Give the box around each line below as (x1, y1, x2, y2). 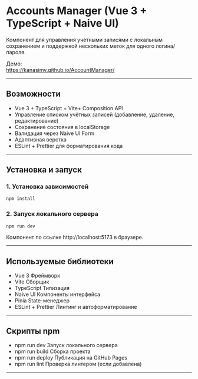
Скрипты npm (6, 326, 60, 336)
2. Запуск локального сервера (6, 210, 98, 218)
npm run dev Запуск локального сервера (14, 342, 118, 349)
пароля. (6, 48, 26, 55)
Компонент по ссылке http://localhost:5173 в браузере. (6, 234, 144, 241)
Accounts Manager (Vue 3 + (6, 4, 147, 18)
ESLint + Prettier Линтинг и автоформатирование (14, 304, 137, 311)
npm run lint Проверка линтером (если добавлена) (14, 361, 142, 368)
